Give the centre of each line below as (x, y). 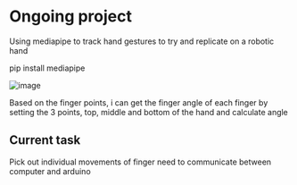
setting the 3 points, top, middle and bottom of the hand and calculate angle (148, 112)
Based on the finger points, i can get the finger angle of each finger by (139, 102)
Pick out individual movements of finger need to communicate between (140, 162)
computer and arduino (50, 171)
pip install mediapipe (47, 68)
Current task (45, 140)
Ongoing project (70, 17)
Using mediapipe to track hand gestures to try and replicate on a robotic (142, 41)
